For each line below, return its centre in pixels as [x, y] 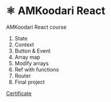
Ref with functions [37, 69]
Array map [27, 57]
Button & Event [33, 50]
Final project [30, 82]
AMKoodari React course [36, 27]
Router [23, 76]
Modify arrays [31, 63]
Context [24, 45]
